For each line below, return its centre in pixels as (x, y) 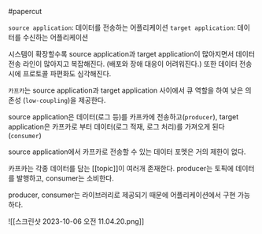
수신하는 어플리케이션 (55, 37)
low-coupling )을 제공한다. (65, 100)
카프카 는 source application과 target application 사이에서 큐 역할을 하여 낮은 (126, 90)
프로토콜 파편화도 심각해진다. (67, 73)
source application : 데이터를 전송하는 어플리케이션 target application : (122, 27)
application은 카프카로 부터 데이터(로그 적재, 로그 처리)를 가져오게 (109, 126)
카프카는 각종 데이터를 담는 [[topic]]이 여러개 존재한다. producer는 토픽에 (121, 168)
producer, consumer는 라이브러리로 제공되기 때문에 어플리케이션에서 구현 (122, 195)
